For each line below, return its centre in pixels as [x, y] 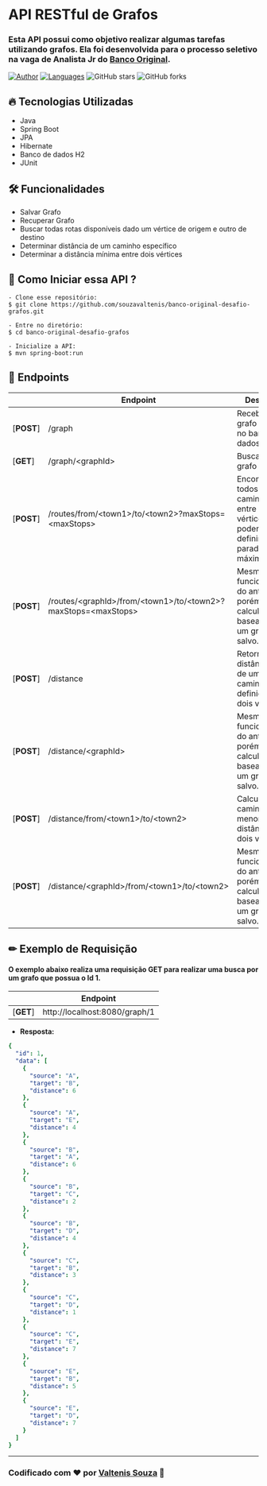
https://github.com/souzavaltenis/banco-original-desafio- [150, 304]
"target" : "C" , [54, 1194]
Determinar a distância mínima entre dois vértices [101, 254]
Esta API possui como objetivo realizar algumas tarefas [117, 40]
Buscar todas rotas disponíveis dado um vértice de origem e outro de [133, 229]
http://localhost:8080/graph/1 [99, 1012]
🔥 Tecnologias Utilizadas [71, 101]
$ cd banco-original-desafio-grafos [69, 332]
